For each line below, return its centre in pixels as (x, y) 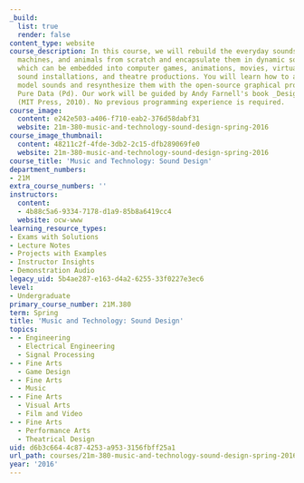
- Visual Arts (44, 406)
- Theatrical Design (56, 439)
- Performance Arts (54, 430)
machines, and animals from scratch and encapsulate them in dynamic (151, 60)
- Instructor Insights (52, 262)
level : (22, 287)
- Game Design (44, 372)
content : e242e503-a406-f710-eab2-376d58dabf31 (109, 119)
